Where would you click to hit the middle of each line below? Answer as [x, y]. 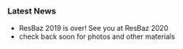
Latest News [32, 11]
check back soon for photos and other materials [97, 36]
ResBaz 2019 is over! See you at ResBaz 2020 [93, 28]
